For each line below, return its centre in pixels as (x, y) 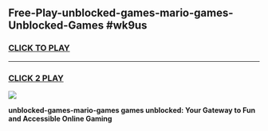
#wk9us (127, 26)
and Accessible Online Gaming (60, 118)
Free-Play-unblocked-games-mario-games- (121, 13)
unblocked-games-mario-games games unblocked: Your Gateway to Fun (132, 110)
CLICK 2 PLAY (36, 78)
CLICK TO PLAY (39, 48)
